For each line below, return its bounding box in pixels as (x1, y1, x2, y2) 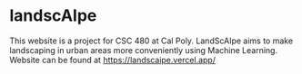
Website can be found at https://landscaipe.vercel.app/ (9, 54, 216, 65)
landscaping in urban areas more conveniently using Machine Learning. (9, 44, 278, 55)
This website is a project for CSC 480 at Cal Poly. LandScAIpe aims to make (9, 35, 294, 46)
